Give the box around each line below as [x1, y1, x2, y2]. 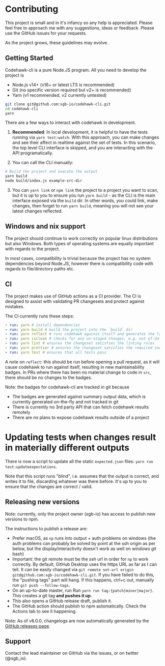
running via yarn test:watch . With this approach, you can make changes [12, 134, 160, 141]
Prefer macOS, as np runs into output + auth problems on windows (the [12, 535, 156, 541]
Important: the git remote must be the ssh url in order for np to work [12, 556, 149, 562]
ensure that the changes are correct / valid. [5, 483, 93, 490]
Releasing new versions [5, 498, 80, 506]
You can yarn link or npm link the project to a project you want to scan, [12, 187, 159, 193]
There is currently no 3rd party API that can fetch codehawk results [12, 404, 149, 410]
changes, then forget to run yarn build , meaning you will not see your [12, 203, 154, 208]
